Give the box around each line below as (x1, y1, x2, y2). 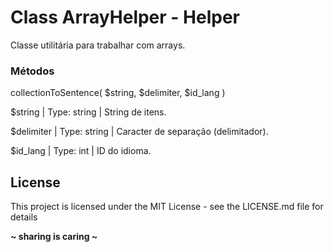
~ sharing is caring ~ (10, 231, 98, 243)
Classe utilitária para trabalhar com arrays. (10, 39, 186, 51)
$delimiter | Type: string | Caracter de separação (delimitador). (10, 126, 269, 138)
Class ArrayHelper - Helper (10, 6, 240, 29)
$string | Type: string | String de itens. (10, 106, 167, 118)
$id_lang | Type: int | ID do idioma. (10, 145, 152, 157)
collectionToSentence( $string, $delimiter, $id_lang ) (10, 87, 226, 99)
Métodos (10, 64, 55, 78)
